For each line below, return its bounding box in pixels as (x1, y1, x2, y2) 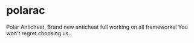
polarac (6, 4, 45, 17)
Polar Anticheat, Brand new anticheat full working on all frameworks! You (6, 23, 189, 30)
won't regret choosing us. (6, 29, 71, 36)
